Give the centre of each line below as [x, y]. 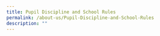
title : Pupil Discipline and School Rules [61, 12]
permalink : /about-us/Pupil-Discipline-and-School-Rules [80, 18]
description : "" [27, 23]
